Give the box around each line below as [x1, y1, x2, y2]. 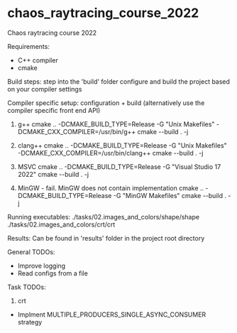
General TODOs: [7, 247, 55, 256]
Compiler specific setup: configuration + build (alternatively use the [7, 98, 205, 107]
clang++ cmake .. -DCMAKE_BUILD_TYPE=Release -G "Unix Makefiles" [17, 141, 227, 150]
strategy [17, 317, 43, 326]
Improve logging [17, 261, 66, 270]
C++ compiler [17, 55, 58, 65]
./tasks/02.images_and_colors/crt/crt [7, 220, 116, 229]
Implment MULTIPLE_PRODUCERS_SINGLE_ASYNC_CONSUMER [17, 310, 206, 319]
